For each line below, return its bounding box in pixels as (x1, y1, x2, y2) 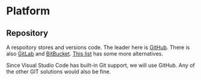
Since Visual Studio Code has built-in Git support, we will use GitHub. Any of (6, 61, 195, 69)
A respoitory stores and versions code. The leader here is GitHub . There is (6, 44, 190, 51)
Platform (6, 4, 50, 18)
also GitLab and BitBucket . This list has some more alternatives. (6, 50, 163, 57)
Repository (6, 28, 49, 38)
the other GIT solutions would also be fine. (6, 68, 111, 75)
